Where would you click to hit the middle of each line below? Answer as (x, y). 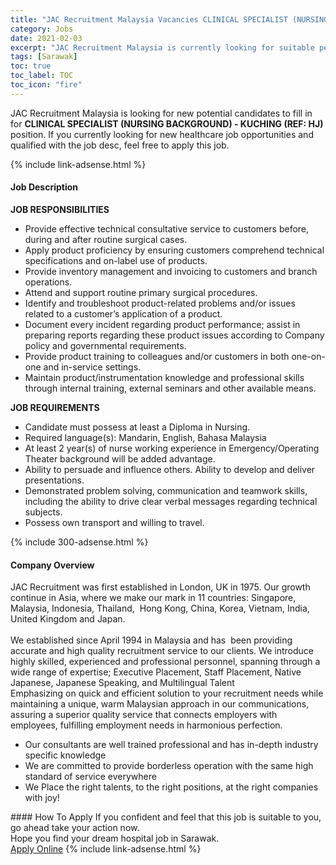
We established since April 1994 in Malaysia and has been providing (151, 640)
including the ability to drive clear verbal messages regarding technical (171, 501)
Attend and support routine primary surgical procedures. (141, 292)
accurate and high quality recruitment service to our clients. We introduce (162, 651)
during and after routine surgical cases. (106, 239)
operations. (48, 282)
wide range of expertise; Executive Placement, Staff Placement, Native (156, 672)
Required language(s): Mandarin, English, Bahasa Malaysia (145, 437)
